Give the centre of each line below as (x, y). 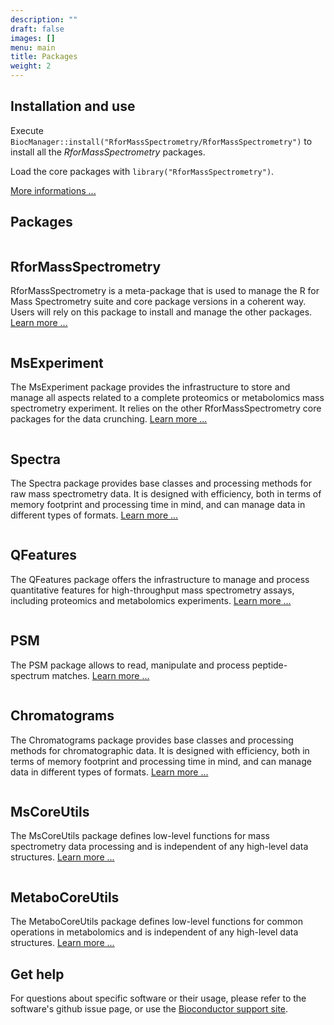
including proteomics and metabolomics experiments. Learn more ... (151, 600)
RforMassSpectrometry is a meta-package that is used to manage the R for (165, 291)
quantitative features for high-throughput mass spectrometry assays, (152, 590)
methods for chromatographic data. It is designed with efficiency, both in (160, 750)
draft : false (37, 29)
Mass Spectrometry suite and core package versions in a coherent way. (158, 302)
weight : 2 (31, 66)
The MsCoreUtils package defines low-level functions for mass (140, 836)
